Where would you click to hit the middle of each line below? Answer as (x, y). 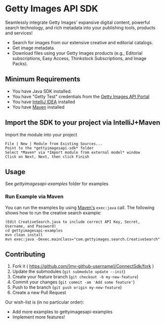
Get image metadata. (34, 48)
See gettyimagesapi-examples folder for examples (57, 184)
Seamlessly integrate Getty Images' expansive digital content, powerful (78, 22)
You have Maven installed (38, 107)
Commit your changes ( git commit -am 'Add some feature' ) (73, 282)
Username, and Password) (31, 226)
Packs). (20, 64)
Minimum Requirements (43, 79)
